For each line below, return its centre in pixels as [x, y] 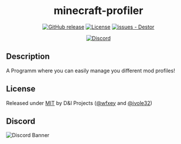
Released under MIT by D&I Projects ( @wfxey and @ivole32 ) [79, 103]
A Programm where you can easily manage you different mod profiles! [91, 71]
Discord [21, 121]
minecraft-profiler [98, 11]
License [21, 89]
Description [28, 57]
